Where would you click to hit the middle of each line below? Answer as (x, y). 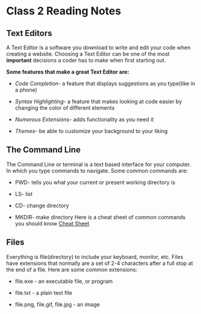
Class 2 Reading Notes (64, 11)
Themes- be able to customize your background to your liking (91, 131)
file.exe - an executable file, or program (64, 281)
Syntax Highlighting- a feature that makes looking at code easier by (98, 101)
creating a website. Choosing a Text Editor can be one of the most (88, 54)
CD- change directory (42, 206)
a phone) (26, 90)
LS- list (24, 194)
